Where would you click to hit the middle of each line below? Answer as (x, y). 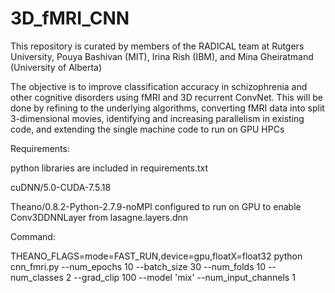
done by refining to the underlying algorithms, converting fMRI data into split (167, 108)
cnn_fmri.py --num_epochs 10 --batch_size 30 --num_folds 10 (138, 266)
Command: (33, 236)
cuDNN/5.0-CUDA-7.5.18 (61, 187)
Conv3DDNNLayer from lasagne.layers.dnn (99, 217)
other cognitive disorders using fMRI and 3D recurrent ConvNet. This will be (166, 97)
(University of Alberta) (56, 67)
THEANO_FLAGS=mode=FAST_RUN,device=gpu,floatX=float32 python (156, 256)
